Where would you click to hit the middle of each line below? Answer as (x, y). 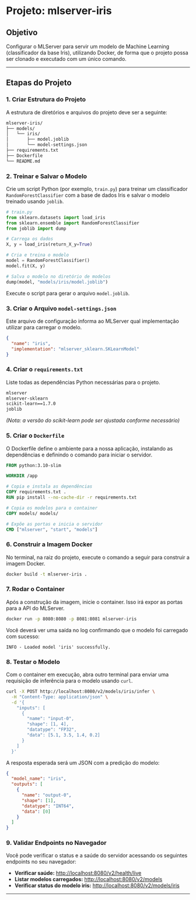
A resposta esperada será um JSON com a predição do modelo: (83, 762)
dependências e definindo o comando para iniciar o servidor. (79, 455)
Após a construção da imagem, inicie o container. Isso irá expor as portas (94, 602)
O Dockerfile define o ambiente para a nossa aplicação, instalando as (90, 448)
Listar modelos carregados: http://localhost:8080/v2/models (88, 879)
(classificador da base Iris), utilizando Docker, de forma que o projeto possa (97, 53)
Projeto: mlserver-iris (59, 11)
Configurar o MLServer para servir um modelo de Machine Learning (88, 46)
